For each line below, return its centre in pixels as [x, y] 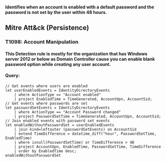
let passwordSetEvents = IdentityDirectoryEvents [58, 108]
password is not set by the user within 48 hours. [56, 12]
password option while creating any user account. [58, 64]
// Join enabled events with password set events [58, 121]
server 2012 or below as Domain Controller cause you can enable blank [80, 59]
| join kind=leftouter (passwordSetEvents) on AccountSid [75, 129]
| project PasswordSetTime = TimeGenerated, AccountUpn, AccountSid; [88, 116]
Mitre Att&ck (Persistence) [47, 27]
